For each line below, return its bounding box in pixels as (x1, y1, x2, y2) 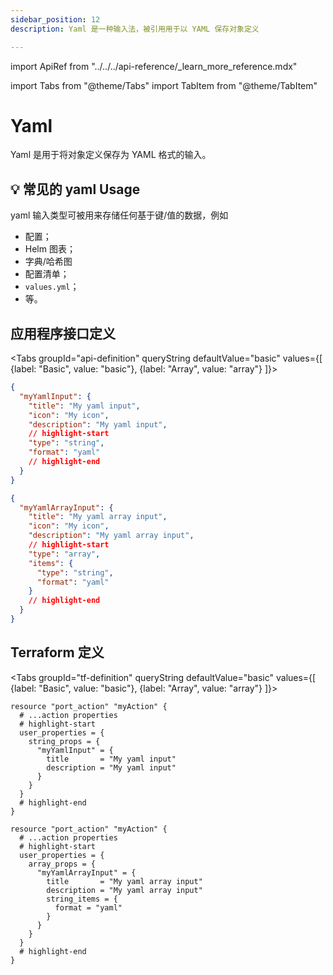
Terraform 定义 (10, 644, 105, 661)
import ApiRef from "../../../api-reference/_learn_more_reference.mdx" (10, 60, 298, 72)
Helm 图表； (24, 243, 76, 255)
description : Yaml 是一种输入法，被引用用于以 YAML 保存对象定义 (10, 24, 260, 34)
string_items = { (46, 894, 118, 904)
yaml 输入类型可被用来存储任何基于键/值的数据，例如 (10, 209, 229, 221)
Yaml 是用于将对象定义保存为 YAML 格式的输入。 (10, 149, 212, 161)
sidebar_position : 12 (10, 14, 101, 25)
